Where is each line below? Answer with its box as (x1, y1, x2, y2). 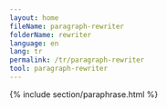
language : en (9, 38, 59, 48)
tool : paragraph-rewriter (9, 64, 108, 74)
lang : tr (9, 47, 43, 56)
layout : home (9, 13, 59, 23)
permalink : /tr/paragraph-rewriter (9, 55, 145, 64)
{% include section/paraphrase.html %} (9, 88, 159, 100)
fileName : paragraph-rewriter (9, 22, 125, 31)
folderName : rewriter (9, 30, 92, 39)
